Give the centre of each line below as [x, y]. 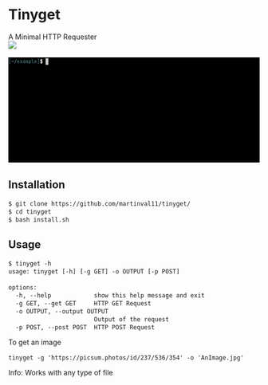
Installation [37, 185]
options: [23, 288]
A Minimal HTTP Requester [53, 37]
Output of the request [132, 320]
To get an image [35, 342]
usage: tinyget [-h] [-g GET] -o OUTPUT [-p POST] [94, 272]
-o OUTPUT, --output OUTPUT [62, 312]
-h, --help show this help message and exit [110, 296]
